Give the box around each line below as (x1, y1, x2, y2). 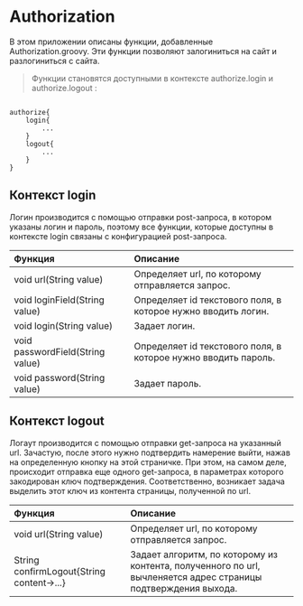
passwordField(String (14, 345, 106, 358)
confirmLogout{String (14, 564, 106, 577)
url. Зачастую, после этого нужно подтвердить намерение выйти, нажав (9, 447, 291, 458)
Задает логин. (133, 319, 196, 331)
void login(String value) (14, 319, 114, 331)
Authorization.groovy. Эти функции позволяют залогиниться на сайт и (9, 45, 278, 56)
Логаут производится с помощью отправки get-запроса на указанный (9, 437, 281, 448)
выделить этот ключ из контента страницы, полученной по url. (9, 485, 251, 496)
